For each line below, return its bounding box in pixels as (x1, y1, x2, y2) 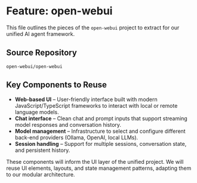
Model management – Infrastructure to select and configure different (14, 127, 186, 135)
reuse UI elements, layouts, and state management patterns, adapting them (6, 164, 192, 172)
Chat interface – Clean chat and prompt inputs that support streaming (14, 115, 188, 122)
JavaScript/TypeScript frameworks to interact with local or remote (14, 102, 178, 109)
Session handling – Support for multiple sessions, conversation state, (14, 140, 187, 147)
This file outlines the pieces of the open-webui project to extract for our (6, 24, 180, 31)
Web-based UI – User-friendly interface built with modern (14, 96, 158, 103)
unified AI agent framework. (6, 30, 75, 37)
